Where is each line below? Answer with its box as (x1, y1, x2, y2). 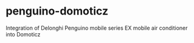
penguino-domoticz (5, 4, 109, 18)
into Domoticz (5, 30, 41, 38)
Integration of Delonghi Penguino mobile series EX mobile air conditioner (5, 24, 188, 31)
